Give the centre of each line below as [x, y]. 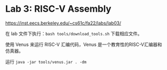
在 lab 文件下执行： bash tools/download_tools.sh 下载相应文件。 [74, 33]
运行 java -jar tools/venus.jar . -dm [46, 61]
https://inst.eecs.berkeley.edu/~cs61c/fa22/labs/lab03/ [63, 23]
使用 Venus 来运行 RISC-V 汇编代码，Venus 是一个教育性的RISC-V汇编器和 [84, 44]
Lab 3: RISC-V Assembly [58, 9]
